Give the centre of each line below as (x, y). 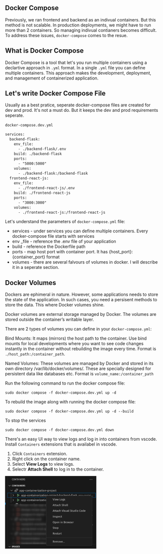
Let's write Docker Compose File (55, 93)
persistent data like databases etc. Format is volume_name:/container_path (79, 374)
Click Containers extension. (40, 454)
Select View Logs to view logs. (43, 464)
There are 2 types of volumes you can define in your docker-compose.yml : (78, 329)
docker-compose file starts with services (53, 236)
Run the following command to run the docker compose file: (65, 383)
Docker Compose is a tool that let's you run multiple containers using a (76, 62)
